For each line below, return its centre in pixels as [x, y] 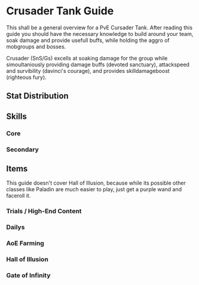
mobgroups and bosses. [36, 47]
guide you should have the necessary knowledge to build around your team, [100, 33]
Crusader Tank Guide [60, 11]
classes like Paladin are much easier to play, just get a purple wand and [94, 189]
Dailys [16, 227]
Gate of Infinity [28, 275]
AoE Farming [25, 243]
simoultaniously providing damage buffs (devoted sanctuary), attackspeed [98, 65]
